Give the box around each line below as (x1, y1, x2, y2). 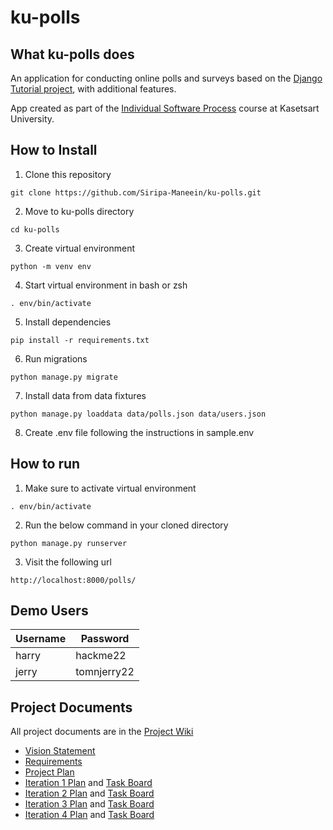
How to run (10, 456, 81, 473)
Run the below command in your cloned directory (24, 519, 229, 531)
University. (10, 113, 55, 125)
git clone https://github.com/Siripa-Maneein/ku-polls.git (10, 187, 262, 198)
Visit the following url (24, 556, 112, 568)
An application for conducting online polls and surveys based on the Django (10, 72, 323, 84)
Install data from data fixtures (24, 389, 147, 401)
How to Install (10, 142, 98, 159)
